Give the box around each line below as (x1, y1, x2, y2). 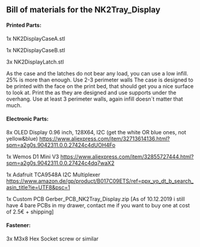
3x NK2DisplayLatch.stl (6, 58, 64, 65)
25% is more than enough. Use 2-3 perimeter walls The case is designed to (6, 76, 193, 83)
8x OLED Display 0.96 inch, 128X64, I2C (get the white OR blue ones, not (6, 128, 186, 135)
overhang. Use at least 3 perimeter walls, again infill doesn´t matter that (6, 95, 183, 103)
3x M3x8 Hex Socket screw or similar (6, 235, 99, 242)
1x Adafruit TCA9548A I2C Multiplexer (6, 171, 101, 178)
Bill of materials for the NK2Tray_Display (6, 5, 161, 15)
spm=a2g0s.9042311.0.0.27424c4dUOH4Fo (6, 141, 116, 149)
